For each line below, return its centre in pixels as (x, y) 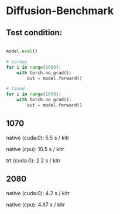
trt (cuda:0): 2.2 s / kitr (33, 160)
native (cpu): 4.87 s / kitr (36, 205)
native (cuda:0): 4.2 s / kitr (38, 193)
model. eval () (22, 51)
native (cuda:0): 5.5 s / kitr (38, 138)
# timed (16, 89)
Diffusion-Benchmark (60, 11)
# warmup (17, 62)
